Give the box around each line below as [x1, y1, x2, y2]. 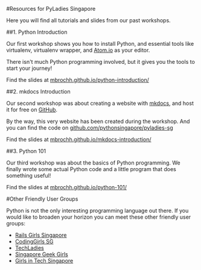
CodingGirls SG [14, 238, 54, 245]
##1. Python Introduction [6, 28, 68, 36]
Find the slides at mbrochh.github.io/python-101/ [6, 184, 127, 190]
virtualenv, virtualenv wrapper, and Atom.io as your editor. [6, 46, 150, 54]
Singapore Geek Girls [14, 251, 68, 258]
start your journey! [6, 64, 53, 72]
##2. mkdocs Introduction [6, 88, 71, 95]
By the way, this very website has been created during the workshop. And [6, 118, 190, 125]
